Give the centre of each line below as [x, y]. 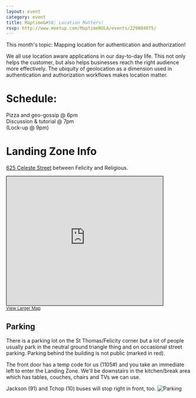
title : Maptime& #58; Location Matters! [55, 22]
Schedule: [31, 99]
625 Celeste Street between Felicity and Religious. [67, 168]
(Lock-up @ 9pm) [27, 128]
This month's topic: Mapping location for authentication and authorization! [96, 45]
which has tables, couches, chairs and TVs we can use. [73, 377]
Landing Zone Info [52, 152]
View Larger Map [24, 308]
